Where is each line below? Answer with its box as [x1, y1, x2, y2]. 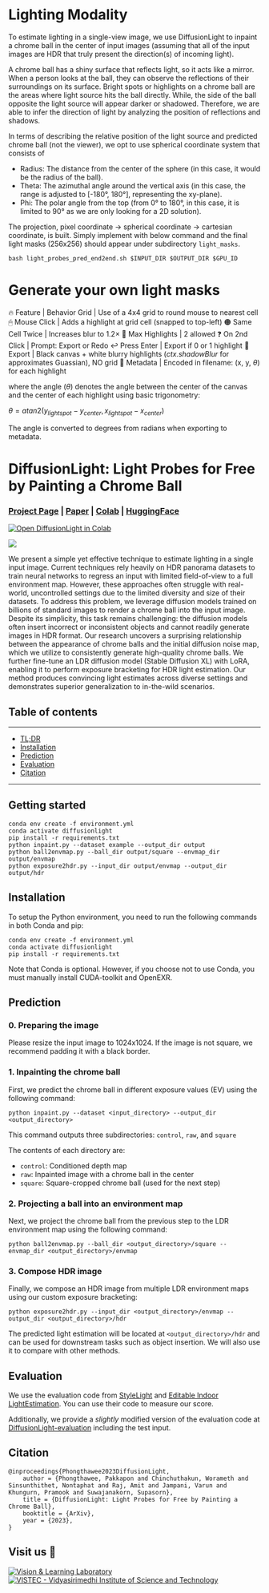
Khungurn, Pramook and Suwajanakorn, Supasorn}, [8, 1488, 174, 1496]
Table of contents [8, 705, 98, 719]
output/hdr [8, 869, 45, 877]
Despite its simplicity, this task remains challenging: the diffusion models [8, 614, 248, 623]
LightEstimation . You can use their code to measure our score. [8, 1398, 214, 1408]
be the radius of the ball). [19, 172, 104, 182]
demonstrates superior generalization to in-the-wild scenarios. [8, 682, 215, 692]
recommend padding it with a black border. [8, 1047, 151, 1056]
